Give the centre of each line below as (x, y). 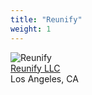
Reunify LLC (35, 68)
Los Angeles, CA (44, 78)
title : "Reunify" (46, 19)
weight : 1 (31, 29)
